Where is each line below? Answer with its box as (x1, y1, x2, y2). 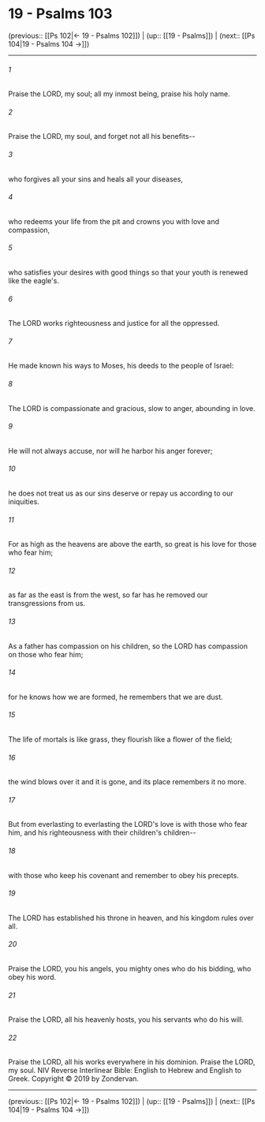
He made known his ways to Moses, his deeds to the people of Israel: (8, 361, 234, 371)
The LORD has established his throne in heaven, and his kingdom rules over (8, 913, 254, 922)
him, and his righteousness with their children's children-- (8, 828, 196, 837)
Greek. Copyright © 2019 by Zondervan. (8, 1074, 140, 1083)
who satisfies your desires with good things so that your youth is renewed (8, 267, 248, 277)
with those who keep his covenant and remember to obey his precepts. (8, 870, 239, 880)
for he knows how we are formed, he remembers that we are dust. (8, 692, 223, 701)
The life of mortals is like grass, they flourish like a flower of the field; (8, 735, 233, 744)
